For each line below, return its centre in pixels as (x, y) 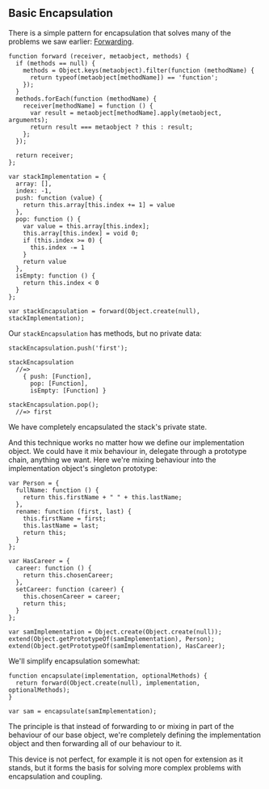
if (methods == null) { (55, 63)
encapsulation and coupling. (56, 776)
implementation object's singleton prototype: (83, 468)
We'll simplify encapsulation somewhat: (74, 661)
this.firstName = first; (65, 518)
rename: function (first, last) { (74, 511)
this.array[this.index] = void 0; (81, 233)
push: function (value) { (59, 197)
